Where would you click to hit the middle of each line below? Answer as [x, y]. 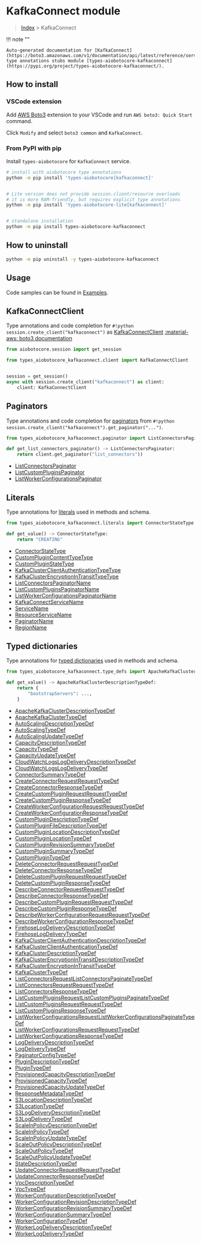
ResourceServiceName [43, 615]
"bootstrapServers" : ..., [60, 694]
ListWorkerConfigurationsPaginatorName [66, 595]
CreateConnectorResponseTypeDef [59, 787]
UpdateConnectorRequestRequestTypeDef [68, 1170]
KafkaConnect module [63, 11]
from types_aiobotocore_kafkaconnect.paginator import [76, 438]
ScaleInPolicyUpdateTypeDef [51, 1138]
